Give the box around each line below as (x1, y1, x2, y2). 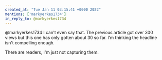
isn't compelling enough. (5, 40, 55, 46)
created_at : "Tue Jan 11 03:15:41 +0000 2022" (5, 7, 101, 12)
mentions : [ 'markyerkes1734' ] (5, 12, 67, 17)
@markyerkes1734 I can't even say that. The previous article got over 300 (5, 30, 153, 36)
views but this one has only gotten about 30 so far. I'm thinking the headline (5, 35, 157, 40)
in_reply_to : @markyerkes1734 (5, 16, 67, 21)
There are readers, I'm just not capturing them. (5, 49, 99, 55)
